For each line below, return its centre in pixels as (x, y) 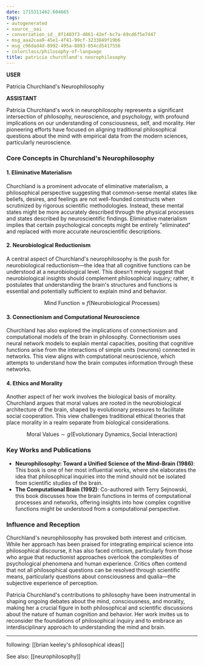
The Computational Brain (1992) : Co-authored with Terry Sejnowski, (101, 489)
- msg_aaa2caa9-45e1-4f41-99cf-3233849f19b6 (63, 40)
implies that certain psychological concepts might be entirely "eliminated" (99, 225)
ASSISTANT (22, 98)
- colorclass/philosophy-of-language (54, 52)
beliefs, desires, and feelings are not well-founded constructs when (91, 199)
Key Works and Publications (49, 450)
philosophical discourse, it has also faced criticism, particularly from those (99, 550)
